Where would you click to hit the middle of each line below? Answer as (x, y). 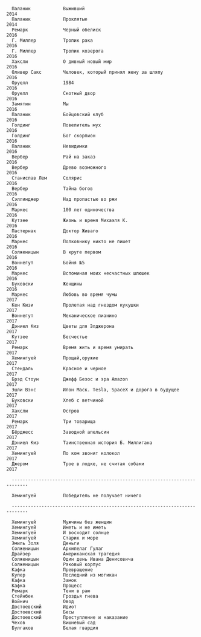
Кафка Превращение (53, 570)
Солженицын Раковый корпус (56, 564)
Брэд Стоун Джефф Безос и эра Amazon (70, 379)
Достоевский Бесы (43, 612)
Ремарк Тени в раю (51, 591)
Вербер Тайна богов (53, 189)
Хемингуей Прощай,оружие (55, 358)
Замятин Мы (40, 104)
